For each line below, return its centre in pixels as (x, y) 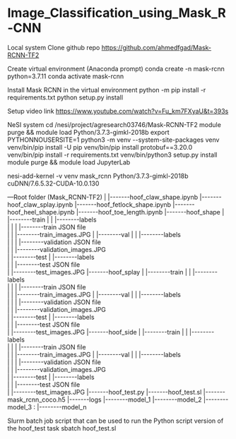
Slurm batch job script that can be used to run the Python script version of (116, 421)
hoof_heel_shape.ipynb (41, 212)
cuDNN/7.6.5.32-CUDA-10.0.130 (53, 183)
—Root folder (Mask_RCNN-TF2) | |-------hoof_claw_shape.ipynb (103, 197)
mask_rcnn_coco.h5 (36, 399)
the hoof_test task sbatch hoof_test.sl (62, 428)
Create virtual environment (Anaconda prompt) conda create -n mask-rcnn (116, 68)
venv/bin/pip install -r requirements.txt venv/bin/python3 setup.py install (112, 155)
